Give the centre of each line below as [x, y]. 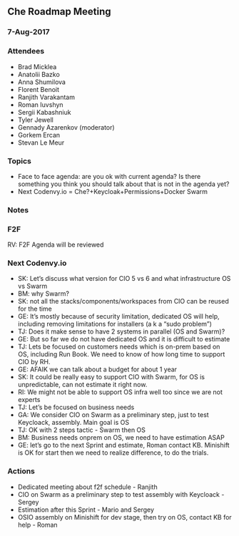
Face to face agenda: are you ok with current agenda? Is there [109, 176]
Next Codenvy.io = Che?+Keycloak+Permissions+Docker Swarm [113, 191]
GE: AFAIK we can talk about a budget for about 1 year [97, 369]
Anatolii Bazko [39, 74]
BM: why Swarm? [44, 294]
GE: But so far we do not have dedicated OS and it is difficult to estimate [124, 339]
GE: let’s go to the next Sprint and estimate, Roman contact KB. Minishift [123, 445]
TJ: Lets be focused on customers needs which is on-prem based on [119, 347]
